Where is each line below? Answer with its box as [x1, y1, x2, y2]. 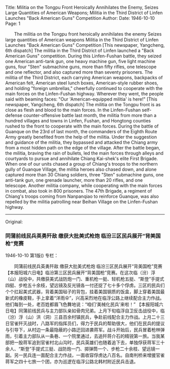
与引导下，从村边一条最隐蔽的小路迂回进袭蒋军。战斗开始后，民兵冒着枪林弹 [5, 327, 165, 333]
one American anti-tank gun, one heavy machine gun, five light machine [5, 58, 156, 64]
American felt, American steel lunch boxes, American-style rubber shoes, [5, 80, 158, 86]
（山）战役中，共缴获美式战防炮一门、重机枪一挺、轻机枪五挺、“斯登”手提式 [5, 276, 164, 282]
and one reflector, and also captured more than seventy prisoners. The [5, 69, 153, 75]
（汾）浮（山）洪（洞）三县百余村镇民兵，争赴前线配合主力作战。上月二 [5, 314, 156, 320]
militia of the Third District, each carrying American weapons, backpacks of [5, 75, 163, 80]
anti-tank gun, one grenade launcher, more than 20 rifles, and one [5, 177, 143, 183]
